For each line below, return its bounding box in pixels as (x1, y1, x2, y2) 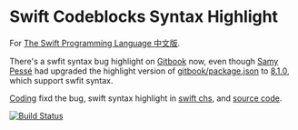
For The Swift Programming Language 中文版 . (9, 37, 181, 48)
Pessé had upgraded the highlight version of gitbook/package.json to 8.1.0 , (9, 65, 290, 76)
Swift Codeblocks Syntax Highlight (9, 6, 279, 27)
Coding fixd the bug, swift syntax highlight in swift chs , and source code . (9, 93, 283, 104)
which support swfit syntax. (9, 75, 114, 85)
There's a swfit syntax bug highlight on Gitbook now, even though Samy (9, 55, 279, 66)
